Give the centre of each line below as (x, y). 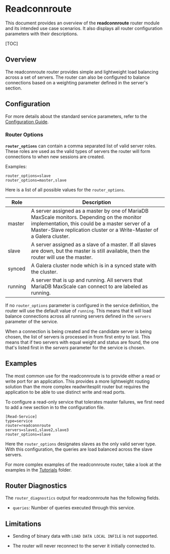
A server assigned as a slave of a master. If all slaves (94, 244)
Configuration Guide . (27, 121)
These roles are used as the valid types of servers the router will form (78, 151)
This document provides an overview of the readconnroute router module (82, 23)
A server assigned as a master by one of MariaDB (90, 210)
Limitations (23, 524)
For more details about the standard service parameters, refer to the (76, 116)
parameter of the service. (32, 321)
